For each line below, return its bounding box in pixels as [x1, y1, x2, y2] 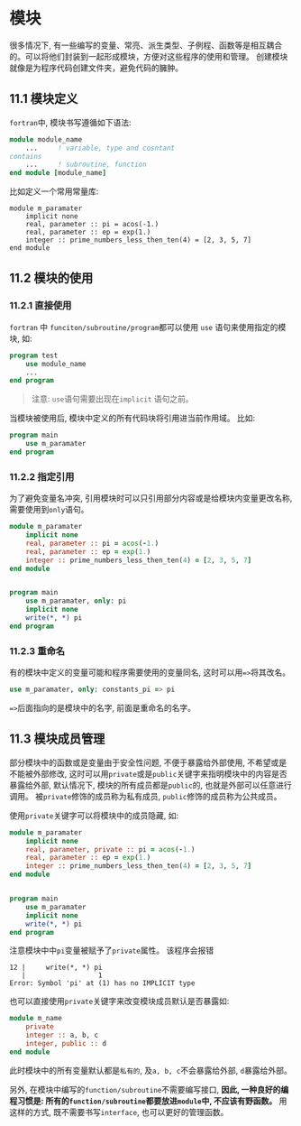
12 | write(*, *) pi [9, 963, 103, 973]
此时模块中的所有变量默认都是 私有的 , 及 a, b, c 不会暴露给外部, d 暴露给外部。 [9, 1065, 292, 1075]
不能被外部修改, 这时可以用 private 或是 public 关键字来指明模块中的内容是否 [9, 768, 288, 779]
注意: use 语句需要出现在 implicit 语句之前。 [31, 393, 194, 404]
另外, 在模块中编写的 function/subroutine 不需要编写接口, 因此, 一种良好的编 [9, 1084, 289, 1094]
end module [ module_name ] [9, 169, 106, 178]
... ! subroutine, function [25, 160, 147, 170]
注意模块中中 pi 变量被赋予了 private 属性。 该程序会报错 [9, 945, 214, 956]
